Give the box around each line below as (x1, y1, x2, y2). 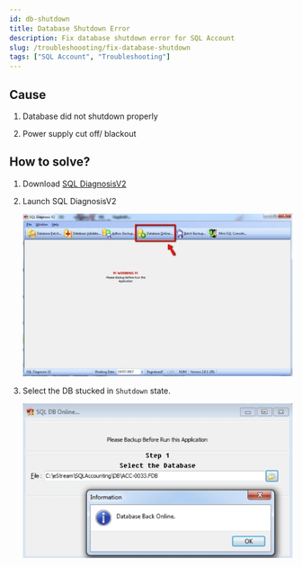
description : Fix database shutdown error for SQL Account (9, 33, 235, 42)
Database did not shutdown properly (22, 111, 159, 121)
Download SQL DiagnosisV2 (22, 178, 127, 189)
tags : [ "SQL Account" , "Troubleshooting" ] (9, 52, 171, 62)
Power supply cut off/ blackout (22, 128, 137, 139)
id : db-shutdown (9, 14, 70, 23)
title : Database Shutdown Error (9, 23, 130, 33)
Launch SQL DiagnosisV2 (22, 195, 117, 206)
